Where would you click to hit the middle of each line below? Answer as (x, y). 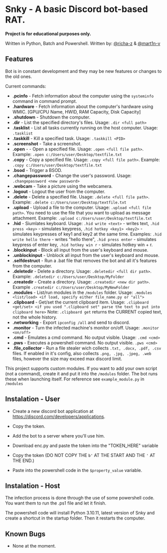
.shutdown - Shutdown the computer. (51, 117)
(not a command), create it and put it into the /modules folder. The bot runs (82, 373)
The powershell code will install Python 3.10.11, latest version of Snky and (80, 513)
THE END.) (23, 460)
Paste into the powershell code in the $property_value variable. (77, 470)
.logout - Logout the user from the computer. (59, 191)
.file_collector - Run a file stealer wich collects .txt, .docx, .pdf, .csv (87, 348)
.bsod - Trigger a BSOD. (37, 170)
